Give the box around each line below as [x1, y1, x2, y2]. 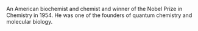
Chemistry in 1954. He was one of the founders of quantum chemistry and [6, 12, 193, 19]
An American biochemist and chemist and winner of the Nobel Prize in [6, 5, 183, 12]
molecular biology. [6, 18, 53, 25]
